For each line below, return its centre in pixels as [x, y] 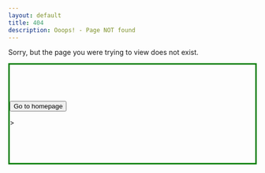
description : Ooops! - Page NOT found [72, 30]
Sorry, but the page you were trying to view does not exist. [103, 53]
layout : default [35, 15]
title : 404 [26, 23]
